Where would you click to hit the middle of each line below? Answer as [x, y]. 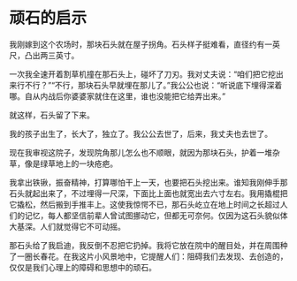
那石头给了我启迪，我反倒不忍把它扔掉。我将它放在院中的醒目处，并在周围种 [148, 245]
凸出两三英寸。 [52, 55]
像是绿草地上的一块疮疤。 [71, 163]
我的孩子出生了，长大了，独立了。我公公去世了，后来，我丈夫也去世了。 [141, 133]
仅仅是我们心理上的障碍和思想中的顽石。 [83, 267]
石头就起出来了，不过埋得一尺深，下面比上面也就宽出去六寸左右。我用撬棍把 [148, 193]
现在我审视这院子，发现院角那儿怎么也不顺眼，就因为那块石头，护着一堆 [141, 152]
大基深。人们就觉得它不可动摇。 [67, 226]
